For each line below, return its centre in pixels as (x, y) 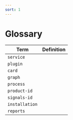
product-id (20, 91)
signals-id (20, 97)
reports (16, 111)
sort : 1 (13, 10)
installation (23, 104)
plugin (15, 64)
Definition (54, 49)
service (16, 57)
